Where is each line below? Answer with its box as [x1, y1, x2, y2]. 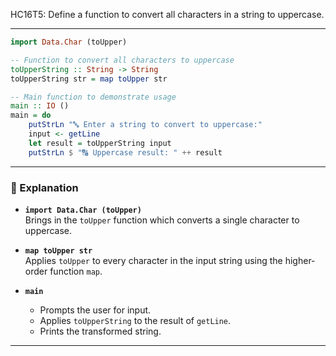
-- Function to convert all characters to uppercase [10, 55, 235, 65]
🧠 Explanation [10, 180, 79, 194]
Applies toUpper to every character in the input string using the [24, 254, 283, 266]
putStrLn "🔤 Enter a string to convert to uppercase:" [28, 120, 263, 130]
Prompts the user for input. [39, 304, 152, 316]
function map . [49, 265, 103, 277]
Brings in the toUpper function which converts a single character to [24, 214, 300, 226]
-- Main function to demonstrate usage [10, 92, 177, 102]
